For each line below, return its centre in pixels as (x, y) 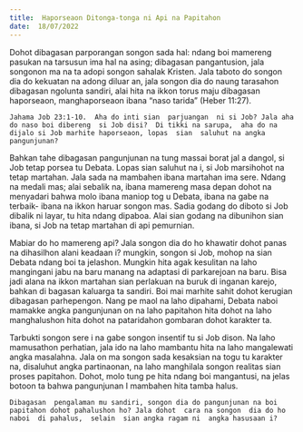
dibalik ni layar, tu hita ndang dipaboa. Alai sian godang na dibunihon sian (147, 215)
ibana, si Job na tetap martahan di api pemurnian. (102, 225)
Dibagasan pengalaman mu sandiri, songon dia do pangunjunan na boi (144, 402)
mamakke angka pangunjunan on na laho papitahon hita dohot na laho (141, 310)
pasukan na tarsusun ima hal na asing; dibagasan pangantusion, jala (137, 62)
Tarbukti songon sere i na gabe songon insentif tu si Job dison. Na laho (142, 338)
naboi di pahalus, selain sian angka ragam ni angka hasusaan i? (144, 418)
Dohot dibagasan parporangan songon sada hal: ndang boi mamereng (141, 52)
